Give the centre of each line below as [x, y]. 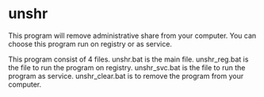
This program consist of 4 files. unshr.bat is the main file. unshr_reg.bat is [128, 59]
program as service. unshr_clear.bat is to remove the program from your [126, 76]
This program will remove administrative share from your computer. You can [132, 35]
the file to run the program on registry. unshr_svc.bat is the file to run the [127, 67]
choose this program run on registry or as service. [90, 43]
